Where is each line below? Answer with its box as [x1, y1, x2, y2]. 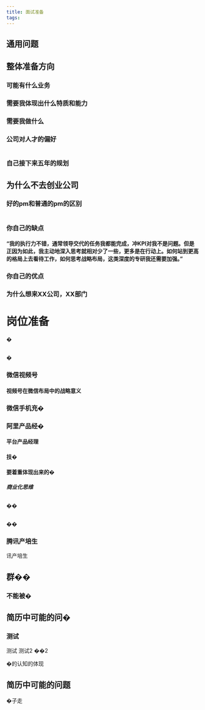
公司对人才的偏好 [6, 135, 57, 143]
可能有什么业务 [6, 81, 51, 90]
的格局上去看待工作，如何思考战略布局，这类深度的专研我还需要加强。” [6, 255, 183, 263]
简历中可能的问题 [6, 679, 71, 690]
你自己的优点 [6, 272, 45, 281]
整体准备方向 [6, 62, 55, 72]
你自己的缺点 [6, 223, 45, 232]
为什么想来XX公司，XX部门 [6, 290, 87, 299]
